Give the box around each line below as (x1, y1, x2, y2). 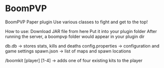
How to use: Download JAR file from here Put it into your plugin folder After (5, 28, 157, 34)
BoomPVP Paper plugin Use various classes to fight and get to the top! (5, 19, 148, 25)
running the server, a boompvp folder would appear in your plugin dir (5, 34, 145, 39)
